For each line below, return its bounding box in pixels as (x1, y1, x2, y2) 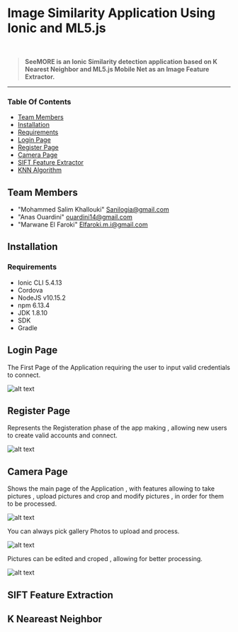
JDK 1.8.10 (17, 308, 48, 317)
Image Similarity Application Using (7, 5, 216, 21)
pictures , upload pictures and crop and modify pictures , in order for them (7, 492, 225, 501)
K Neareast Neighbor (7, 613, 103, 625)
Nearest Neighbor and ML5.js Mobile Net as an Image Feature (24, 65, 210, 73)
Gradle (17, 323, 38, 332)
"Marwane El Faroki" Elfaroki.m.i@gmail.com (17, 220, 148, 229)
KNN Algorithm (17, 165, 62, 175)
